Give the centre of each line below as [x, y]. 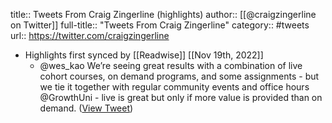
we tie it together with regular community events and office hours [174, 87]
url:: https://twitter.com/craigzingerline [90, 35]
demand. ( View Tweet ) [86, 108]
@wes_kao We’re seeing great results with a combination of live [171, 65]
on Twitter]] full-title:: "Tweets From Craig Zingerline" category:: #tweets [160, 25]
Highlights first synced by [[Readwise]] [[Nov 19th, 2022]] [144, 55]
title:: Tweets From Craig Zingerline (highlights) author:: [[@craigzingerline [163, 14]
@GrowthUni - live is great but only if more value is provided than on [181, 97]
